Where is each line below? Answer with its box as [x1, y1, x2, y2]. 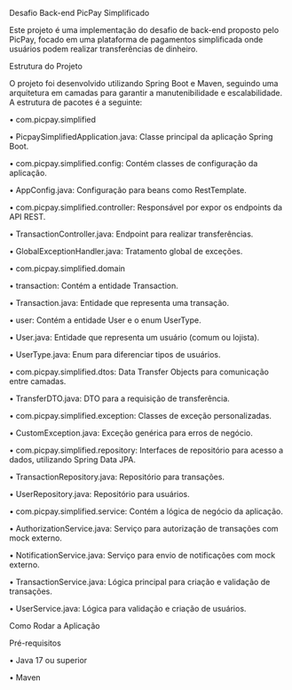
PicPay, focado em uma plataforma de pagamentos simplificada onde [9, 35, 264, 44]
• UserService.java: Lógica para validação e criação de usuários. [9, 604, 247, 614]
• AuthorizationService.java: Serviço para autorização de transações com [9, 524, 279, 534]
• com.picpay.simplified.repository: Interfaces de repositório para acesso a [9, 445, 284, 455]
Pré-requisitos [9, 638, 62, 648]
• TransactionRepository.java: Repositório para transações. [9, 471, 225, 482]
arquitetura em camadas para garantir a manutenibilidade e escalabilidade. [9, 88, 283, 98]
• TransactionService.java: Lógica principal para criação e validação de [9, 577, 271, 587]
